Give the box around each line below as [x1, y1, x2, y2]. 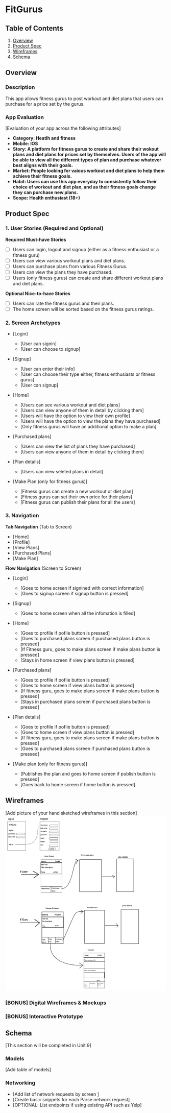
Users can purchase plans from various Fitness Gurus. [12, 263, 128, 269]
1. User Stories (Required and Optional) [5, 225, 104, 232]
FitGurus [5, 4, 43, 15]
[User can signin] [20, 341, 57, 347]
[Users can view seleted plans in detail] [20, 469, 104, 475]
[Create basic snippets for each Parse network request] [12, 1096, 130, 1102]
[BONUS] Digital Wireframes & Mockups [5, 999, 107, 1006]
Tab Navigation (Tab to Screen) [5, 523, 72, 529]
